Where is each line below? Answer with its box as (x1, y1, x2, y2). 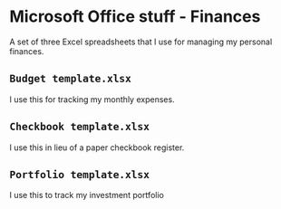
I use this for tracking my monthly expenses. (9, 93, 175, 105)
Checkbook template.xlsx (9, 120, 150, 133)
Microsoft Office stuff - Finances (9, 6, 261, 27)
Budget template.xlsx (9, 72, 131, 85)
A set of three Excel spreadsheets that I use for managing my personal (9, 36, 273, 47)
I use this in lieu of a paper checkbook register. (9, 142, 185, 153)
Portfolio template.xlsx (9, 167, 150, 181)
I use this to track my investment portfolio (9, 190, 165, 201)
